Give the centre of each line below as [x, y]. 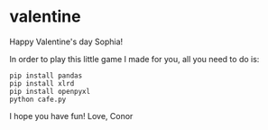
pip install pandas [46, 75]
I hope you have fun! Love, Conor [71, 116]
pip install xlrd [42, 83]
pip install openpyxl [50, 91]
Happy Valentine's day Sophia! [66, 42]
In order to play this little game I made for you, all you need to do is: [134, 59]
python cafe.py [38, 99]
